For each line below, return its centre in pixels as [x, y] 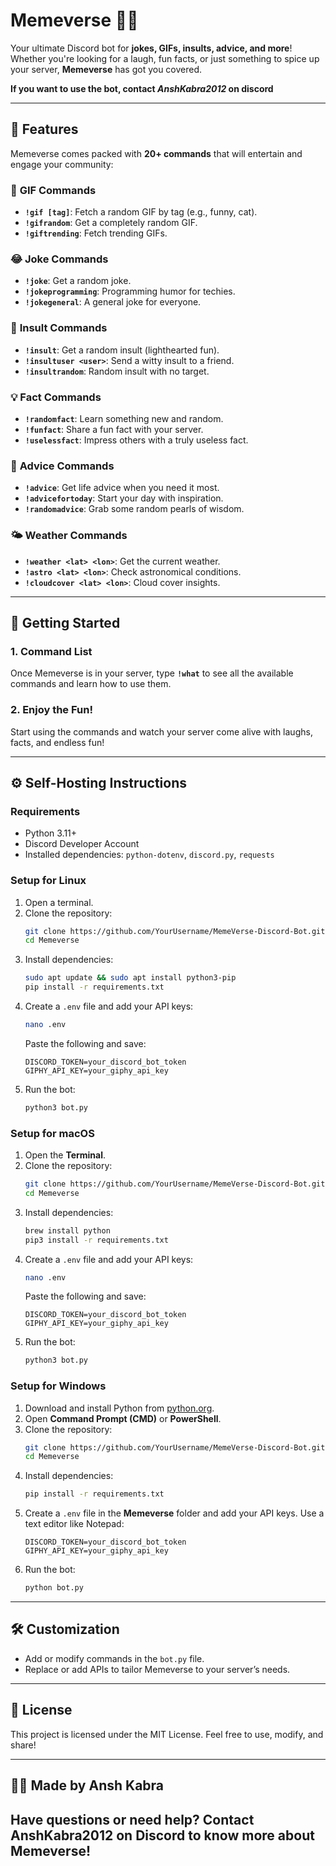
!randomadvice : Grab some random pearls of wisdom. [134, 509]
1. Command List [51, 651]
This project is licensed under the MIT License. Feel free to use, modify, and [167, 1734]
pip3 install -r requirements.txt [96, 1240]
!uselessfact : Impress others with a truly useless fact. [136, 440]
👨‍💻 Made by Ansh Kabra [87, 1785]
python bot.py [54, 1588]
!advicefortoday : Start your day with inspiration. [124, 498]
